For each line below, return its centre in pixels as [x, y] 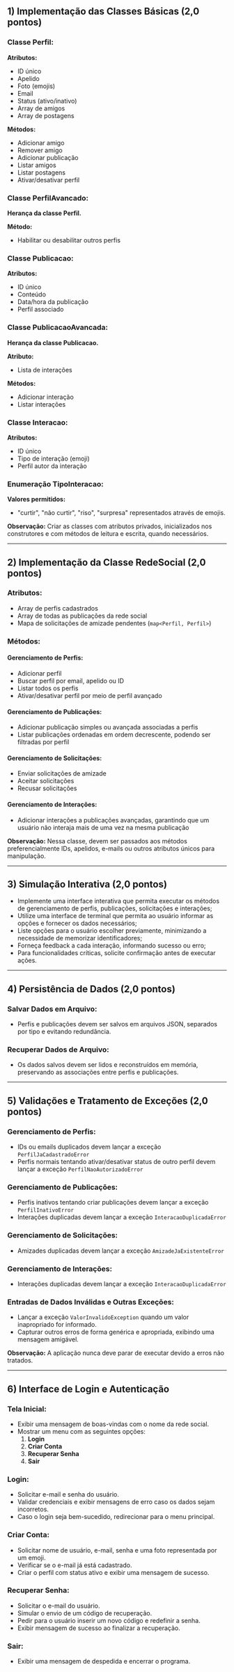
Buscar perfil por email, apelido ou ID [70, 681]
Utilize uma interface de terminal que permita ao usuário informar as [115, 916]
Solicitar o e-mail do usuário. [58, 1606]
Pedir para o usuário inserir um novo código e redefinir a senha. [109, 1620]
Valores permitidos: [37, 500]
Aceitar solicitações [46, 781]
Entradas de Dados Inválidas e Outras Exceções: [91, 1302]
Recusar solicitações [47, 788]
